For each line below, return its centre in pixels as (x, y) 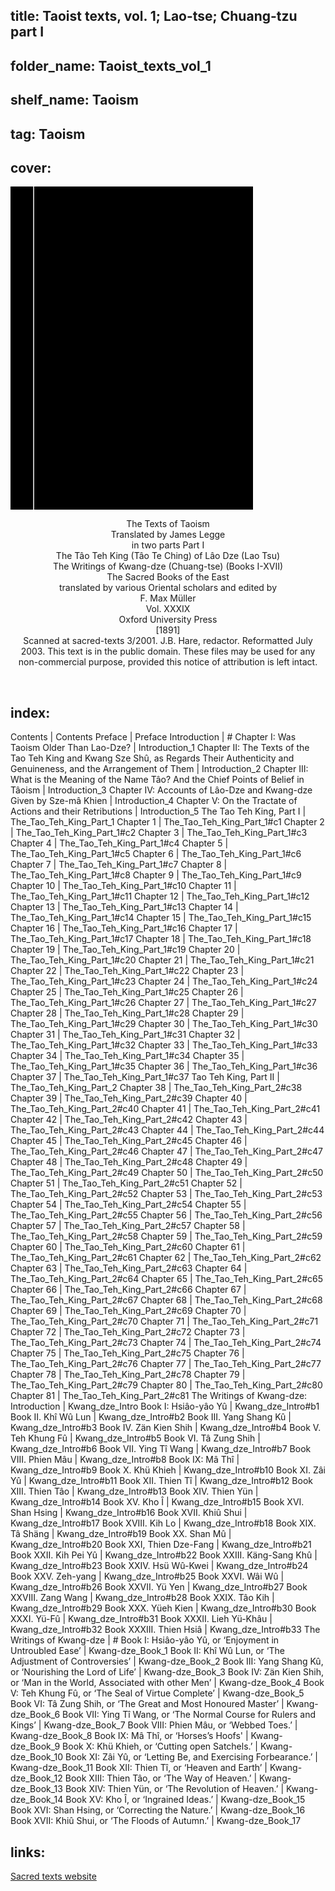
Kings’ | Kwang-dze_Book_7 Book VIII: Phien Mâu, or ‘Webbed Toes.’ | (154, 1725)
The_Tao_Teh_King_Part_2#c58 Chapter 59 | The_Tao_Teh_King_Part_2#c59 (166, 1236)
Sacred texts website (53, 1876)
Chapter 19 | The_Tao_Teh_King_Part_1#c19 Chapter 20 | (125, 950)
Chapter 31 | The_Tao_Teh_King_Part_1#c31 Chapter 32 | (125, 1035)
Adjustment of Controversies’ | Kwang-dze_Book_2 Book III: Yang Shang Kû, (167, 1661)
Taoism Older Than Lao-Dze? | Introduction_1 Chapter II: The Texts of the (160, 748)
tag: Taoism (48, 134)
